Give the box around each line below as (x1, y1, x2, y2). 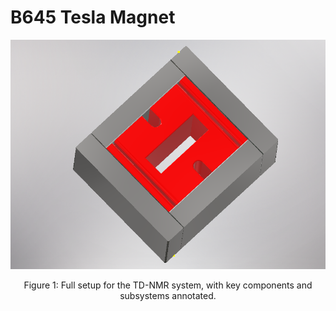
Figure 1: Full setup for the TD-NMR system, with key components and (23, 279, 313, 291)
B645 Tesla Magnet (10, 6, 176, 29)
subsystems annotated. (119, 290, 217, 302)
